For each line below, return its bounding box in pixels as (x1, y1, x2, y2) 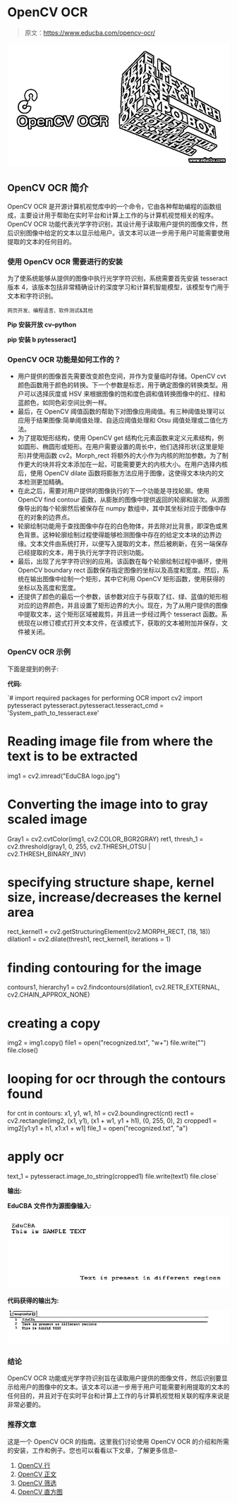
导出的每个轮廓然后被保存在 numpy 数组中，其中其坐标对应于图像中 (23, 504, 221, 513)
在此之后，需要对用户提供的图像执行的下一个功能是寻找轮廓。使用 (17, 487, 209, 495)
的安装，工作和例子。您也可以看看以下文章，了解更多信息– (7, 1446, 178, 1454)
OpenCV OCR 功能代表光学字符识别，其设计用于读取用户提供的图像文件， (7, 219, 222, 228)
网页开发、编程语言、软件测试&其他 (7, 308, 94, 315)
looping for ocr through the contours (7, 1071, 226, 1087)
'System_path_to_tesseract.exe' (7, 708, 99, 717)
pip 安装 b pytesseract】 (7, 336, 80, 344)
